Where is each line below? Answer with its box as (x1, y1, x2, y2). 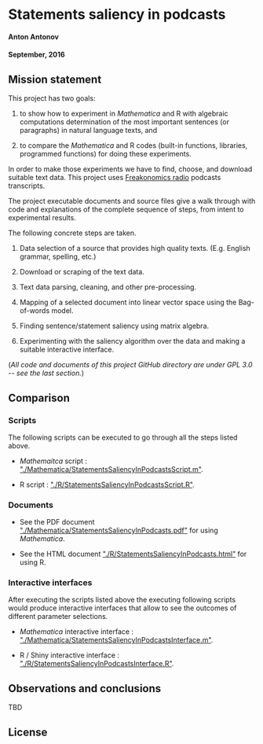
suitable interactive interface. (19, 344, 115, 355)
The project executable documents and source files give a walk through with (8, 197, 256, 206)
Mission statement (8, 72, 102, 86)
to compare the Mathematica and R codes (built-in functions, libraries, (19, 141, 248, 150)
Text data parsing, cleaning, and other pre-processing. (19, 282, 197, 292)
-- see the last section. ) (8, 368, 85, 378)
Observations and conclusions (8, 682, 162, 695)
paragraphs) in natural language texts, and (19, 126, 158, 135)
